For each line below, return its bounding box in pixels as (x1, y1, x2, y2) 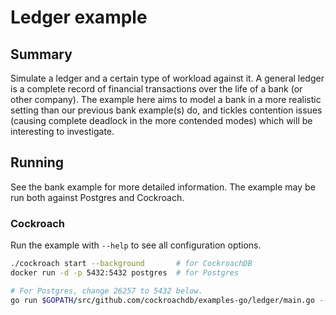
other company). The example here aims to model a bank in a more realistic (10, 94, 322, 105)
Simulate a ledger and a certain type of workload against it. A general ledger (10, 72, 325, 84)
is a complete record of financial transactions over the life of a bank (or (10, 83, 303, 95)
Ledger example (10, 6, 148, 29)
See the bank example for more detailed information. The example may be (10, 181, 316, 193)
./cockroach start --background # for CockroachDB (10, 259, 253, 269)
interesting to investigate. (10, 126, 115, 137)
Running (10, 154, 65, 171)
